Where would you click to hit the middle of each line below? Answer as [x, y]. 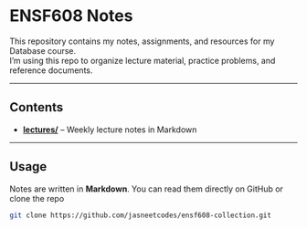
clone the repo [37, 198]
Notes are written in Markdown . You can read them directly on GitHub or [146, 189]
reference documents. [51, 70]
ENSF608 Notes [71, 16]
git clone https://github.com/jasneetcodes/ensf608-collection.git [141, 215]
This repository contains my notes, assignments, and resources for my [142, 41]
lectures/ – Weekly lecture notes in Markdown [110, 130]
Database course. [43, 50]
